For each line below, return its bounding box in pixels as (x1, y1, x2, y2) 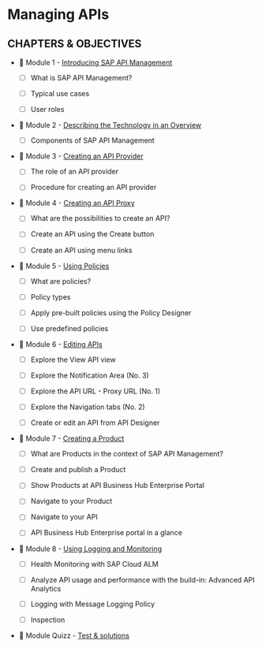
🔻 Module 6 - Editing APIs (18, 339, 103, 348)
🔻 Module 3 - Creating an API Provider (18, 151, 144, 161)
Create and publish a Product (30, 465, 126, 475)
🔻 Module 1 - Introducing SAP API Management (18, 58, 173, 67)
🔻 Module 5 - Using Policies (18, 261, 110, 270)
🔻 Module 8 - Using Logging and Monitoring (18, 544, 163, 553)
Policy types (30, 292, 71, 301)
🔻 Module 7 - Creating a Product (18, 434, 125, 443)
